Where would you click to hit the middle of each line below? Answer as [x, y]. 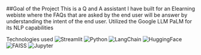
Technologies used [30, 39]
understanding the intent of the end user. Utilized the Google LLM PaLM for [99, 21]
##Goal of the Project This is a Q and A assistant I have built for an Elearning [101, 9]
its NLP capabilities [30, 27]
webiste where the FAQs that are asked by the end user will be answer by [97, 15]
